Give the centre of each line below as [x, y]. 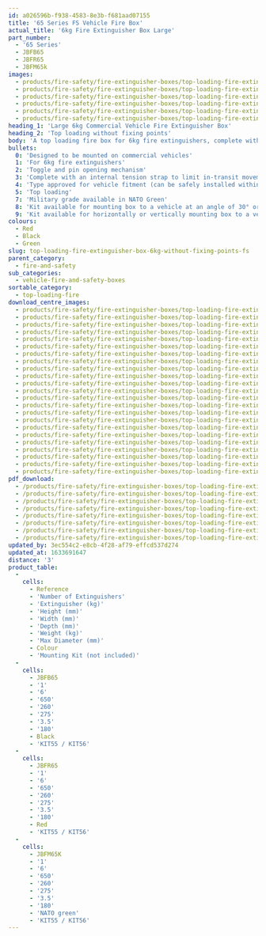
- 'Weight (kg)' [56, 634]
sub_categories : [35, 273]
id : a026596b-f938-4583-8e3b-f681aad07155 [79, 15]
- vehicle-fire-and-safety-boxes [70, 280]
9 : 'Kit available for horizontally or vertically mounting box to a [132, 214]
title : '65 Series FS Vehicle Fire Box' [76, 23]
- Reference [49, 589]
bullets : [23, 148]
